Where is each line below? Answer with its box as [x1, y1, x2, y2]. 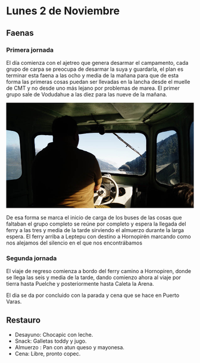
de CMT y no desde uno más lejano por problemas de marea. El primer [6, 85, 180, 92]
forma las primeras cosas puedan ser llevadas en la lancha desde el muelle [6, 78, 190, 85]
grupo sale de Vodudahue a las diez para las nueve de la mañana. [6, 90, 168, 98]
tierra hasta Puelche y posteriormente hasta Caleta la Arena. [6, 280, 154, 287]
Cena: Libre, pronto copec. [14, 350, 81, 357]
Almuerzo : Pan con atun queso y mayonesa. [14, 343, 125, 351]
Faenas [6, 28, 34, 38]
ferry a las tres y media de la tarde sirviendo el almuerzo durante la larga [6, 226, 185, 233]
